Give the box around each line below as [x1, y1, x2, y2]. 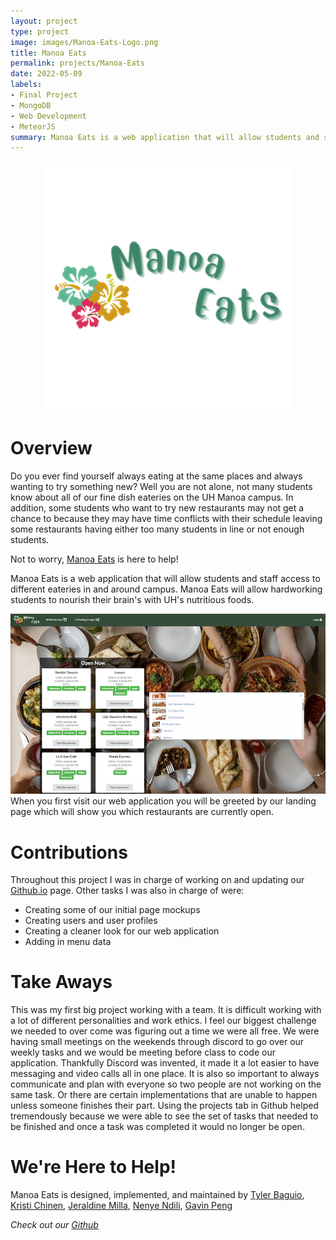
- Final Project [10, 90, 78, 100]
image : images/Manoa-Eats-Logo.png [10, 37, 159, 47]
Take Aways [10, 971, 113, 994]
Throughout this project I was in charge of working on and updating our [10, 874, 305, 886]
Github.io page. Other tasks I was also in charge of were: [10, 885, 245, 897]
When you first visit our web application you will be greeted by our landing [10, 795, 317, 807]
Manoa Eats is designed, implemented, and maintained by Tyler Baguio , [10, 1189, 305, 1201]
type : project [10, 26, 70, 37]
